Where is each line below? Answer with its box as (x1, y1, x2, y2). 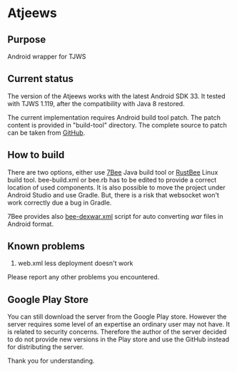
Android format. (7, 219, 54, 228)
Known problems (7, 240, 86, 252)
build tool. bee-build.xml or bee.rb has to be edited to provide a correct (7, 175, 217, 184)
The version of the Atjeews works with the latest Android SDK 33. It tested (7, 91, 226, 100)
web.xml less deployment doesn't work (17, 259, 133, 268)
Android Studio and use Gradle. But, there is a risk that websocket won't (7, 190, 220, 199)
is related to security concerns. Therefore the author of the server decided (7, 328, 227, 336)
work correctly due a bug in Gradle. (7, 198, 112, 207)
